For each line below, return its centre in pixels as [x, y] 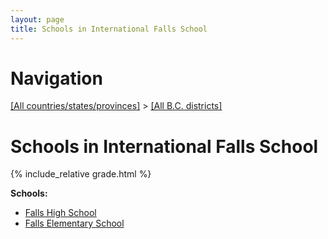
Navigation [56, 78]
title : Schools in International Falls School [109, 29]
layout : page [37, 19]
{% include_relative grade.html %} [81, 174]
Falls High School [60, 213]
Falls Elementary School [74, 223]
